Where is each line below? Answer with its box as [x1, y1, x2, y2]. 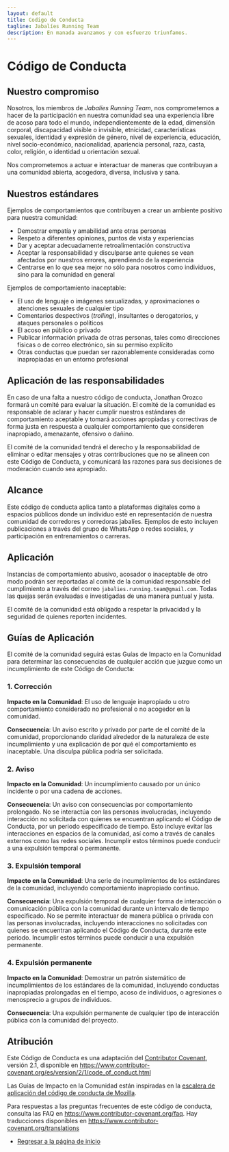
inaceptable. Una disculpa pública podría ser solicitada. [7, 747, 163, 755]
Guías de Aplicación [7, 631, 94, 644]
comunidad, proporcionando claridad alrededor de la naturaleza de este [7, 732, 210, 740]
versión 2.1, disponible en [7, 1061, 79, 1069]
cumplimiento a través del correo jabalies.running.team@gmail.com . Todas [7, 584, 217, 592]
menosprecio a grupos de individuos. [7, 995, 112, 1003]
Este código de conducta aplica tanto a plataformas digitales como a [7, 503, 200, 511]
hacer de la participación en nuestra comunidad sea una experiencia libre [7, 111, 215, 120]
